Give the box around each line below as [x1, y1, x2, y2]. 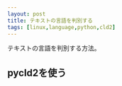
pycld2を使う [7, 67, 67, 79]
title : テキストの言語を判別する [7, 17, 94, 24]
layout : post [7, 10, 46, 18]
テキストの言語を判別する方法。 [7, 44, 101, 53]
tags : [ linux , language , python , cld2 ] [7, 23, 116, 31]
